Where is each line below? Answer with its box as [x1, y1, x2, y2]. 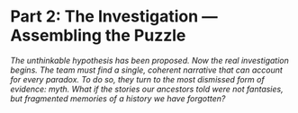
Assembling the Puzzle [10, 25, 186, 46]
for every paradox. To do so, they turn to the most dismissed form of [10, 74, 265, 84]
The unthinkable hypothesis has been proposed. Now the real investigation [10, 55, 289, 65]
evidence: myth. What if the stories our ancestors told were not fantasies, [10, 83, 284, 94]
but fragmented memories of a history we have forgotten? [10, 92, 226, 104]
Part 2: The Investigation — [10, 6, 219, 27]
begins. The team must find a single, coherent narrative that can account [10, 65, 283, 75]
